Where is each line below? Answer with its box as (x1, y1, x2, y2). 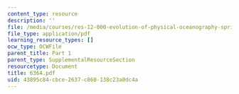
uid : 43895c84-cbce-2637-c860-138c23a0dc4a (7, 76, 139, 83)
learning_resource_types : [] (7, 37, 94, 44)
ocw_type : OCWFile (7, 43, 62, 50)
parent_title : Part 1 (7, 50, 72, 57)
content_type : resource (7, 10, 78, 18)
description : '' (7, 17, 55, 24)
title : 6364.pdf (7, 69, 55, 76)
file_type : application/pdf (7, 30, 91, 37)
